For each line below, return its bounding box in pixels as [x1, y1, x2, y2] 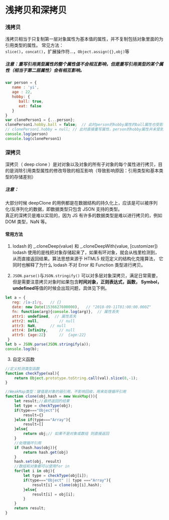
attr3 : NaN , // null [12, 323, 66, 328]
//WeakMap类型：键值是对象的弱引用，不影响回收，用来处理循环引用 [5, 389, 126, 394]
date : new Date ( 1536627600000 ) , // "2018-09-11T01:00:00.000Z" [12, 304, 151, 310]
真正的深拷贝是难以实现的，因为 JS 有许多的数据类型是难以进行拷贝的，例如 [5, 213, 162, 219]
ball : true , [18, 99, 44, 104]
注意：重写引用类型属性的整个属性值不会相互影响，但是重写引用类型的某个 [5, 61, 159, 67]
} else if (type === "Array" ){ [14, 417, 71, 422]
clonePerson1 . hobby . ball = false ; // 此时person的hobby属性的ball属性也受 [5, 122, 159, 127]
